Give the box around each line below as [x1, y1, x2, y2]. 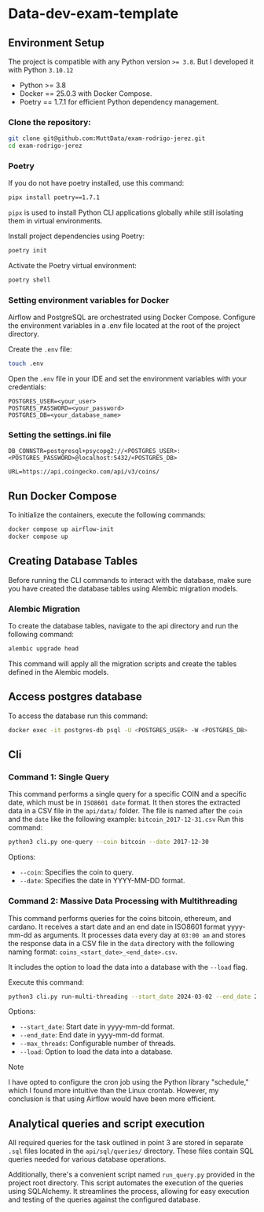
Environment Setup [8, 36, 104, 50]
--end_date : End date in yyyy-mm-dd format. [19, 1030, 165, 1040]
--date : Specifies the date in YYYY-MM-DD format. [19, 876, 186, 886]
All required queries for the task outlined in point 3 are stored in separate [8, 1138, 244, 1148]
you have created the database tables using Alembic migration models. [8, 584, 238, 593]
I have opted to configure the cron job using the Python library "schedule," [8, 1078, 249, 1087]
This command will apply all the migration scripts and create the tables [8, 658, 237, 669]
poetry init [8, 247, 47, 255]
